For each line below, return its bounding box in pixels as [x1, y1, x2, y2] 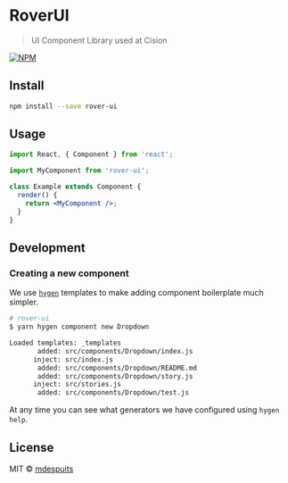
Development [9, 240, 86, 255]
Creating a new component [9, 267, 129, 279]
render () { [17, 191, 58, 200]
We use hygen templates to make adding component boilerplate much [9, 287, 265, 298]
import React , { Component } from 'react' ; [9, 150, 174, 159]
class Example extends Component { [9, 182, 142, 192]
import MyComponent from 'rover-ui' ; [9, 166, 150, 175]
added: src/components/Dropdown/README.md [37, 363, 198, 372]
